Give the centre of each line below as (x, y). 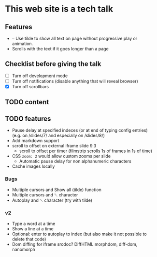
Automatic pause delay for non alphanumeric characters (75, 161)
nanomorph (23, 249)
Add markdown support (36, 141)
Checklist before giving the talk (53, 64)
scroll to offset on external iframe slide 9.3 (54, 146)
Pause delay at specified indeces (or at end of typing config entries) (80, 130)
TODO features (28, 119)
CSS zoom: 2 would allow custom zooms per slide (61, 156)
